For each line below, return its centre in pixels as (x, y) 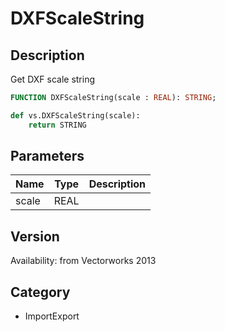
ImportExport (52, 316)
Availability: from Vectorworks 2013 (83, 261)
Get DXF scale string (53, 79)
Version (35, 236)
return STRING (57, 125)
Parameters (47, 156)
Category (40, 292)
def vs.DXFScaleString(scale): (75, 115)
